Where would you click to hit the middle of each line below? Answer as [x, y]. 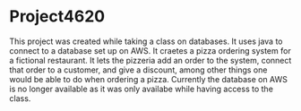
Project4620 [57, 17]
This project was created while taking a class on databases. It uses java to [146, 41]
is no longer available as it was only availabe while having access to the [141, 89]
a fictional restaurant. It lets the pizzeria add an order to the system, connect [150, 60]
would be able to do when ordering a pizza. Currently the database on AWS [149, 79]
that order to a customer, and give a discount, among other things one [138, 70]
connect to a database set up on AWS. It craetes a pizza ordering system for [150, 50]
